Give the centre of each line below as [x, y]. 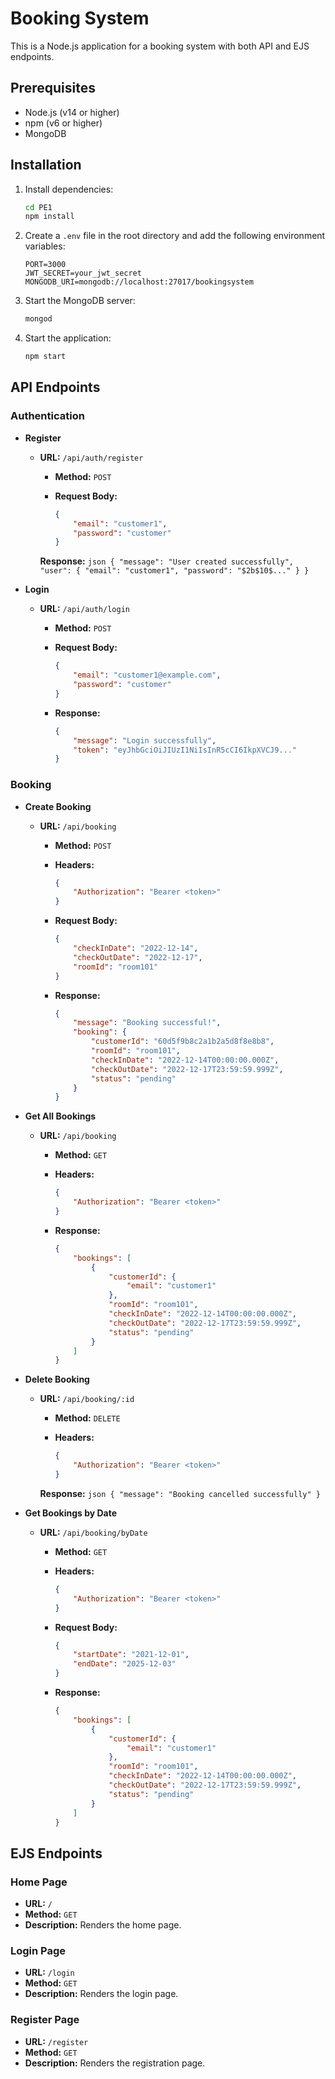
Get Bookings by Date [71, 1513]
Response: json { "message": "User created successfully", [167, 561]
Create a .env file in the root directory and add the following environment [175, 236]
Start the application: [68, 338]
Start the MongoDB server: [80, 301]
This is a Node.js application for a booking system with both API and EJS [160, 46]
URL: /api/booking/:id [87, 1399]
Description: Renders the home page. [103, 1925]
